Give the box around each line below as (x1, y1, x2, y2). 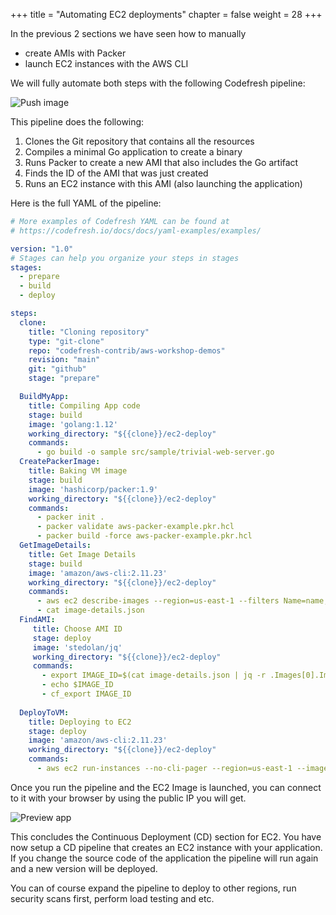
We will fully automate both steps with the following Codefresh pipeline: (10, 77, 306, 89)
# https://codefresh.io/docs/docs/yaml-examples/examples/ (10, 225, 262, 236)
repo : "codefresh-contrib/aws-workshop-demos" (28, 345, 226, 356)
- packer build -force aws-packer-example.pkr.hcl (36, 531, 253, 541)
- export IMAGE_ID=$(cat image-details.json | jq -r (41, 670, 267, 681)
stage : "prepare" (28, 374, 101, 384)
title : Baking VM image (28, 466, 128, 476)
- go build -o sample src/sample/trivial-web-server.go (36, 447, 275, 458)
